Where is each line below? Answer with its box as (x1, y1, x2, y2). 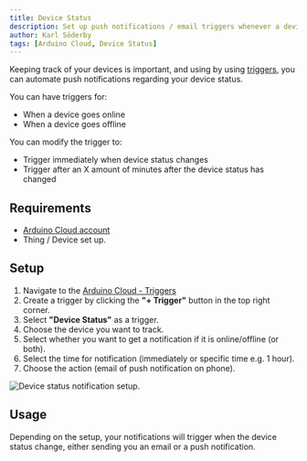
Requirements (9, 200, 91, 216)
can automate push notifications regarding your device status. (9, 74, 244, 85)
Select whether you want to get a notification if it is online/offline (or (22, 333, 280, 344)
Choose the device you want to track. (22, 324, 164, 335)
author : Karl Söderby (9, 30, 92, 39)
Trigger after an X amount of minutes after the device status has (22, 164, 265, 175)
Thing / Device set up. (22, 234, 107, 245)
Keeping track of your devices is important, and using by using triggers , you (9, 64, 295, 75)
